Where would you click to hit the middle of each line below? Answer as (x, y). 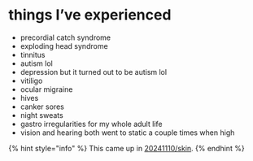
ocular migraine (46, 89)
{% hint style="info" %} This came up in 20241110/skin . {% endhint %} (127, 148)
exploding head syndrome (64, 46)
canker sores (42, 107)
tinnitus (33, 54)
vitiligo (31, 80)
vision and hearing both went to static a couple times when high (127, 133)
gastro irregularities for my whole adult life (91, 124)
